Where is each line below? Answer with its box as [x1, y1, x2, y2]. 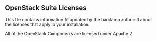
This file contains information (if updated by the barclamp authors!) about [5, 16, 152, 22]
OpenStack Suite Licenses [5, 4, 87, 12]
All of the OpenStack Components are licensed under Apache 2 [5, 31, 132, 36]
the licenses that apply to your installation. [5, 21, 90, 27]
